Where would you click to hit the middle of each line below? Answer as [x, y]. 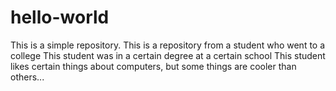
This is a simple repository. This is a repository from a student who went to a [168, 45]
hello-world [60, 17]
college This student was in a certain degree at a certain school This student [168, 55]
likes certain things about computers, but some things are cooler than [153, 66]
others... [27, 77]
